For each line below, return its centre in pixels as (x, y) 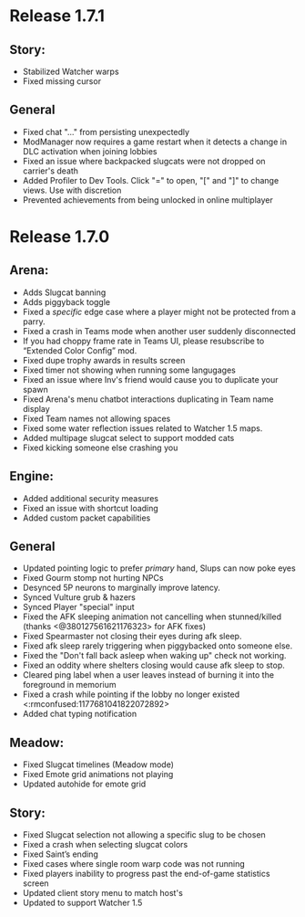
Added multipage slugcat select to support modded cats (128, 437)
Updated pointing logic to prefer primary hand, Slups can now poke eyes (159, 568)
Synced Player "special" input (78, 607)
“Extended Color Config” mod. (80, 350)
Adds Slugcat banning (64, 292)
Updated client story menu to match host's (103, 893)
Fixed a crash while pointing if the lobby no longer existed (131, 694)
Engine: (32, 476)
